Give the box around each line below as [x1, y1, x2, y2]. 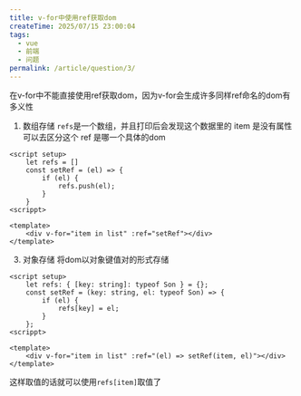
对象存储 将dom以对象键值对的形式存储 [22, 254, 170, 265]
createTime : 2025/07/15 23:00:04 [9, 22, 136, 31]
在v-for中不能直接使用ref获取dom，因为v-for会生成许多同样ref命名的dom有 [9, 90, 291, 101]
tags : [9, 30, 30, 39]
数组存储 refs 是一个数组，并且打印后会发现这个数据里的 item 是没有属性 [22, 120, 293, 131]
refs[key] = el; [57, 304, 120, 313]
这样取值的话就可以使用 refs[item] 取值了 [9, 376, 161, 387]
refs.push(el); [57, 181, 116, 190]
